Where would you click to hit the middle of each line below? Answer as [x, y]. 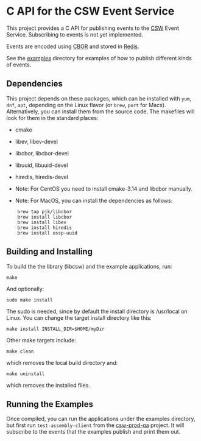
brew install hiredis [44, 228]
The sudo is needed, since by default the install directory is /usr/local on [97, 311]
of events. [19, 65]
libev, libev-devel [36, 141]
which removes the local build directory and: [62, 362]
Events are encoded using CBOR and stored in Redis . [73, 46]
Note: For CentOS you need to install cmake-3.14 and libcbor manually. [104, 189]
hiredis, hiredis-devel [42, 177]
